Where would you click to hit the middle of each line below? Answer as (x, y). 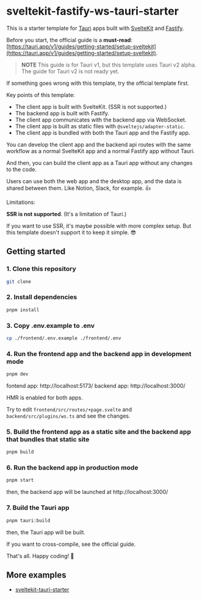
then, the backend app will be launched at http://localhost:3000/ (87, 492)
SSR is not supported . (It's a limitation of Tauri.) (67, 214)
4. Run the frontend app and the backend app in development (99, 354)
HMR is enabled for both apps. (45, 398)
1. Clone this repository (41, 269)
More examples (36, 575)
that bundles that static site (48, 439)
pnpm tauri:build (28, 520)
